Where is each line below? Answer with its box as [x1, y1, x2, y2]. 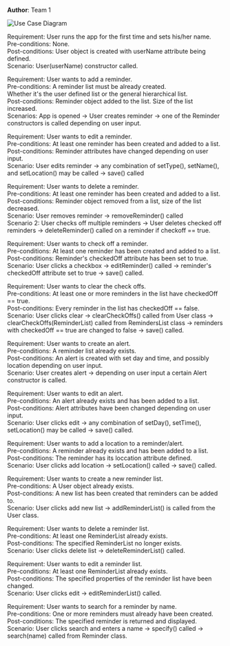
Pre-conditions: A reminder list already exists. [7, 347, 136, 355]
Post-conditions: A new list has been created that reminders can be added [7, 489, 218, 497]
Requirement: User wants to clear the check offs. [7, 282, 147, 290]
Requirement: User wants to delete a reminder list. [7, 525, 149, 532]
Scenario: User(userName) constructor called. [7, 62, 138, 70]
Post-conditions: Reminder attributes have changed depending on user [7, 147, 209, 155]
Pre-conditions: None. [7, 40, 70, 48]
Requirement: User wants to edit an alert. [7, 389, 124, 397]
